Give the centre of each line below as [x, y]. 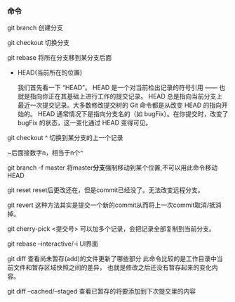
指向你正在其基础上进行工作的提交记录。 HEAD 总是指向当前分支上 [126, 96]
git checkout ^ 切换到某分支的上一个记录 [66, 138]
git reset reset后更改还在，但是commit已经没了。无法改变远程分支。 [106, 190]
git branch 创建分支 [35, 28]
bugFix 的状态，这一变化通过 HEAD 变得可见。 [85, 123]
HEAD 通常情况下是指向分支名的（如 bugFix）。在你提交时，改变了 [133, 114]
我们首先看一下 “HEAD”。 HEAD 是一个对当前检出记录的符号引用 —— [117, 88]
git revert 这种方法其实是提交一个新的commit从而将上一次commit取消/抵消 [115, 205]
